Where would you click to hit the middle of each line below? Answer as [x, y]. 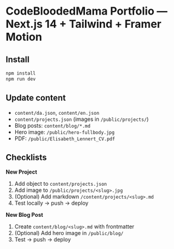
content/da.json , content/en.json [57, 112]
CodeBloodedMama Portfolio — [87, 11]
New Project [22, 172]
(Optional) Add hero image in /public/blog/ [69, 233]
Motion [24, 37]
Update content [36, 98]
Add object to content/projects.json [61, 184]
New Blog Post [25, 215]
